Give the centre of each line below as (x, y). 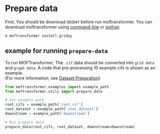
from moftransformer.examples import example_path (57, 87)
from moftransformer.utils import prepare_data (54, 91)
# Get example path (25, 100)
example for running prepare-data (57, 51)
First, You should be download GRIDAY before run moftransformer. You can (79, 22)
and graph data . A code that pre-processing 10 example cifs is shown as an (80, 68)
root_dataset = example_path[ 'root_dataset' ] (51, 109)
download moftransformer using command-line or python (62, 27)
